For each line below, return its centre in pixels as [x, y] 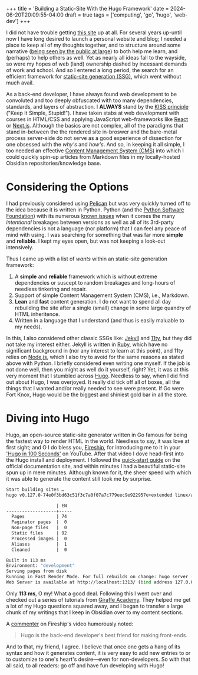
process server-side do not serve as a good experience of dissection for [94, 138]
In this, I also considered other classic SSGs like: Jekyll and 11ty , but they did [99, 338]
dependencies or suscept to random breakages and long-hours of [95, 282]
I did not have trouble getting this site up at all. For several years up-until [94, 32]
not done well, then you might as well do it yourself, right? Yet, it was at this [98, 369]
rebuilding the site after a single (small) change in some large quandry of [103, 308]
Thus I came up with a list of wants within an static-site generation [87, 259]
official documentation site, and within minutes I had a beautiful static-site [96, 466]
